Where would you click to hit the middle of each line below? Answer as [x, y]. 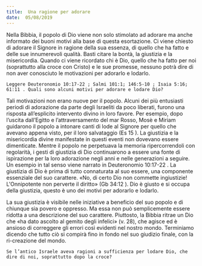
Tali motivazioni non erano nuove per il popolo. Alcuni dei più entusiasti [95, 101]
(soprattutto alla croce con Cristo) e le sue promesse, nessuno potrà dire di [100, 66]
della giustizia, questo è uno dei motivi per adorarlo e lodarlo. [83, 190]
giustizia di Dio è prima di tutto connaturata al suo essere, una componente [100, 171]
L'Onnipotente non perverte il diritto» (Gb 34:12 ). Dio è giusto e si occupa [98, 184]
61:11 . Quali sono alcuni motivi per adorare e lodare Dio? [85, 89]
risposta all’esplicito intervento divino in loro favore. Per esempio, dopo [95, 113]
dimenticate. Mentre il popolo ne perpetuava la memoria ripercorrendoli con [101, 145]
